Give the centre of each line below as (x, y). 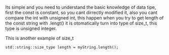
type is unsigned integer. (31, 28)
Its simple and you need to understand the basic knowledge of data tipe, (81, 7)
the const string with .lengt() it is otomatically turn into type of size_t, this (81, 23)
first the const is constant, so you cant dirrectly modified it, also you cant (81, 12)
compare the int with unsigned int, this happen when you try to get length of (85, 18)
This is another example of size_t (40, 38)
